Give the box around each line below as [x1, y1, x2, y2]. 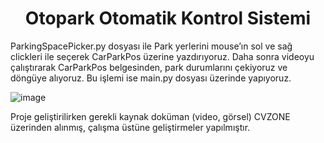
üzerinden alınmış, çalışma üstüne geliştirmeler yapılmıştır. [10, 121, 251, 133]
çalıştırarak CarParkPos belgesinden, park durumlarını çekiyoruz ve [10, 61, 288, 73]
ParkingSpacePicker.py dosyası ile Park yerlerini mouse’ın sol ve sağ [10, 40, 293, 52]
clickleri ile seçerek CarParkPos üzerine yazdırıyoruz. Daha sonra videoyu [10, 50, 315, 62]
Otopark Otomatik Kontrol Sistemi [24, 7, 312, 30]
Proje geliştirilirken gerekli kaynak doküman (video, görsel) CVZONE [10, 110, 291, 122]
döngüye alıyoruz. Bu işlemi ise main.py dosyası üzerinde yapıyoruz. [10, 72, 292, 84]
